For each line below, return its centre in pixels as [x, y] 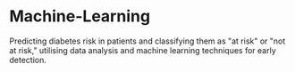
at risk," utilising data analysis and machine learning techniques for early [143, 50]
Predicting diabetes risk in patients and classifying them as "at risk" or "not [147, 41]
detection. [28, 60]
